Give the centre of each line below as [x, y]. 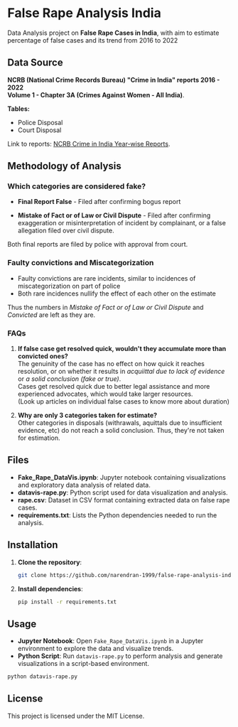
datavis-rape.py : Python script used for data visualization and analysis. [123, 492]
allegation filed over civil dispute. [66, 231]
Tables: [18, 109]
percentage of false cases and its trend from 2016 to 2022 [93, 40]
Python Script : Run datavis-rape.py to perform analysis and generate [120, 656]
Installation [33, 545]
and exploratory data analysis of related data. [84, 485]
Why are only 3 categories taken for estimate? [87, 415]
